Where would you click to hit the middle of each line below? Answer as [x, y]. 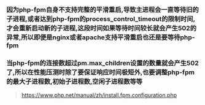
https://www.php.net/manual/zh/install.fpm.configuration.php [99, 95]
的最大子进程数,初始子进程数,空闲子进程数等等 [75, 81]
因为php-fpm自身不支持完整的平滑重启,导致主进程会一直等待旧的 [103, 9]
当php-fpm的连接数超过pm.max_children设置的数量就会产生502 [103, 63]
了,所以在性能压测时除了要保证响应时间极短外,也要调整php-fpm [101, 72]
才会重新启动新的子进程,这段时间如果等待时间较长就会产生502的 [102, 28]
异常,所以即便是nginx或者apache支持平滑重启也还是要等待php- [101, 37]
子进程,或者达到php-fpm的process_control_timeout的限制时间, [101, 18]
